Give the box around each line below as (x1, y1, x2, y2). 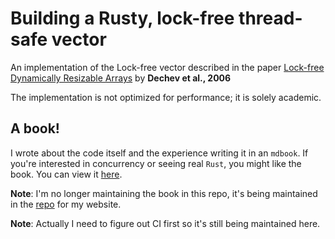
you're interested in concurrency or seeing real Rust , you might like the (10, 157, 302, 169)
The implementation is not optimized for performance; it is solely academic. (10, 91, 322, 103)
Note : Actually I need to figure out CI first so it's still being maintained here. (10, 217, 321, 229)
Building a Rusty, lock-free (10, 7, 235, 30)
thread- (238, 7, 303, 30)
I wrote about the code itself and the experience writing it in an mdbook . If (10, 147, 309, 159)
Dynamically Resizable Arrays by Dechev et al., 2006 (10, 72, 232, 84)
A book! (10, 120, 60, 137)
